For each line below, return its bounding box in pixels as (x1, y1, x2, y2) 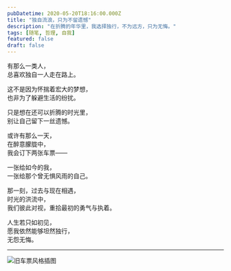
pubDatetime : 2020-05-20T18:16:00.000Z (7, 10, 122, 17)
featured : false (7, 36, 54, 43)
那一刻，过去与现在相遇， (7, 186, 80, 195)
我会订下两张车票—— (7, 149, 67, 157)
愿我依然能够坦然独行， (7, 227, 74, 235)
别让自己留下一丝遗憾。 (7, 117, 74, 124)
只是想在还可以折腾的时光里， (7, 108, 91, 116)
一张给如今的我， (7, 163, 56, 171)
